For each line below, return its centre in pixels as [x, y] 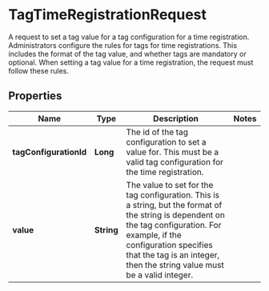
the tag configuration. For [174, 225]
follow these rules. [39, 70]
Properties [35, 96]
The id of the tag [157, 132]
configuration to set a [166, 142]
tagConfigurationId [49, 152]
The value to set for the [170, 185]
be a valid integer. [160, 275]
